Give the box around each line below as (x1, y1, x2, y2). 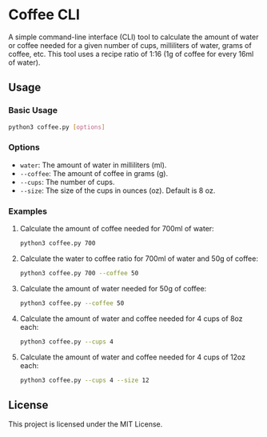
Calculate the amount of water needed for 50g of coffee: (19, 283, 207, 293)
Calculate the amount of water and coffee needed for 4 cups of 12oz (19, 352, 246, 362)
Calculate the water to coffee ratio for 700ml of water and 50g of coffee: (19, 254, 258, 263)
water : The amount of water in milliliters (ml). (19, 160, 167, 170)
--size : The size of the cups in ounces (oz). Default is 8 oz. (19, 186, 216, 195)
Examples (8, 206, 48, 217)
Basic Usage (8, 105, 58, 116)
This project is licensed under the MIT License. (8, 419, 163, 429)
